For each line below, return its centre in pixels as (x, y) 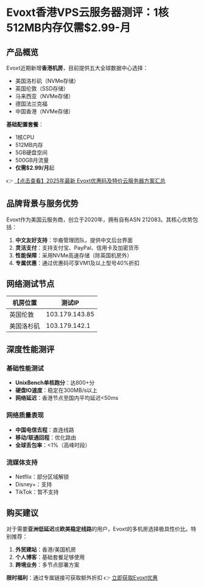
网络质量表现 (25, 415)
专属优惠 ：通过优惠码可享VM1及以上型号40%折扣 (77, 263)
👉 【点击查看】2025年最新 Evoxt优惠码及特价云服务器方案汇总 (86, 181)
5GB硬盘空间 (31, 152)
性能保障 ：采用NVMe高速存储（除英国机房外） (74, 255)
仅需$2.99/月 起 (35, 168)
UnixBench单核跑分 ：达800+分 (55, 383)
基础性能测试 (25, 368)
